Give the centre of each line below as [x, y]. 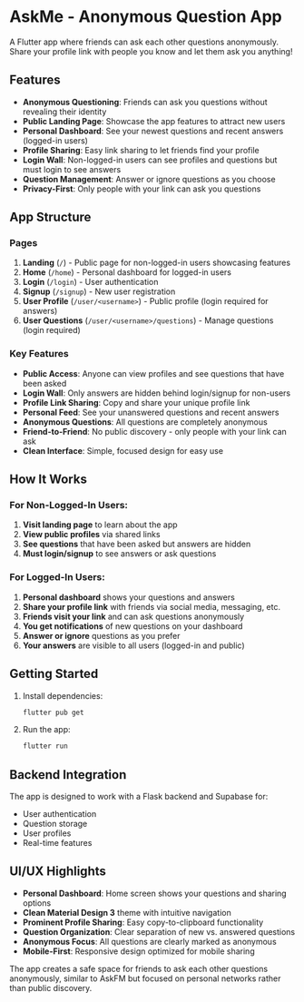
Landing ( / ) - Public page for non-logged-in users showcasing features [157, 263]
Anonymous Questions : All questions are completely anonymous [145, 422]
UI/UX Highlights [58, 872]
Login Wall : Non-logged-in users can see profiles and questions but [150, 160]
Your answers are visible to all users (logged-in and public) [133, 645]
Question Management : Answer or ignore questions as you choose [149, 179]
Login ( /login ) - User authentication [90, 282]
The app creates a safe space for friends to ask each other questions [139, 968]
